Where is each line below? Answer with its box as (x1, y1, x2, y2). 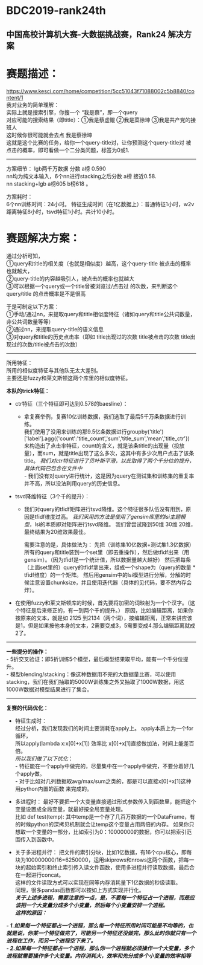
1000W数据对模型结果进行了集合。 (6, 686, 92, 693)
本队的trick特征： (6, 388, 50, 395)
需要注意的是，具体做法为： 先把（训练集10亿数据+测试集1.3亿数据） (23, 541, 195, 548)
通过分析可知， (6, 252, 43, 260)
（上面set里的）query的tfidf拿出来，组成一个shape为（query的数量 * (23, 564, 196, 571)
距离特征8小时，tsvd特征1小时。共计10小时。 (6, 208, 117, 215)
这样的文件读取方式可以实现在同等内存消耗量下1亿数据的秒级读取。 (14, 879, 181, 886)
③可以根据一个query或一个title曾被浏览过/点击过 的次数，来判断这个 (6, 282, 178, 290)
